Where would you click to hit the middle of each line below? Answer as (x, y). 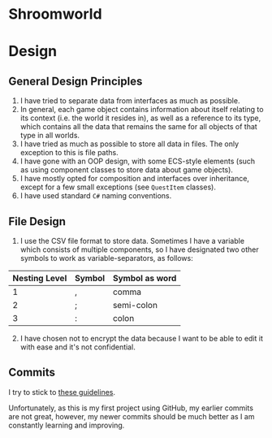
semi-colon (135, 305)
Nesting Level (40, 278)
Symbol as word (145, 278)
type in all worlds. (50, 136)
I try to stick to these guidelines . (62, 392)
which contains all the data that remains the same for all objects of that (138, 127)
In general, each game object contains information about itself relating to (142, 110)
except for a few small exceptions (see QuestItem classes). (118, 187)
